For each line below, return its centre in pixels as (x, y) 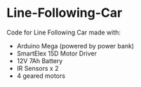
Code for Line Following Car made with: (63, 32)
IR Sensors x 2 (38, 68)
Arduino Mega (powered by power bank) (75, 46)
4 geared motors (41, 76)
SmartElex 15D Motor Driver (57, 53)
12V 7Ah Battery (40, 60)
